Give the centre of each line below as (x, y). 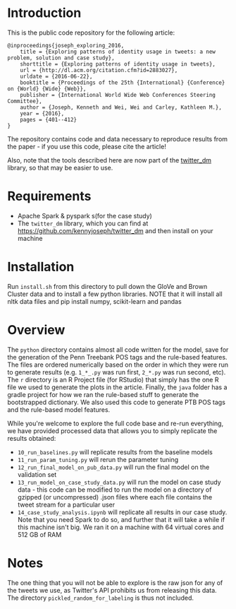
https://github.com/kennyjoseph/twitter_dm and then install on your (115, 230)
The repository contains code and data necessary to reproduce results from (117, 138)
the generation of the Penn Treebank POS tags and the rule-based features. (117, 357)
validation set (37, 474)
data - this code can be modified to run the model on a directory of (114, 490)
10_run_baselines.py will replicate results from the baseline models (115, 452)
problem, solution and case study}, (61, 58)
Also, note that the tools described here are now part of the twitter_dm (110, 160)
